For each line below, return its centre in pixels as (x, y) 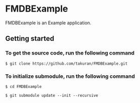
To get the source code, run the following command (70, 53)
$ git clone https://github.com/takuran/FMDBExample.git (66, 64)
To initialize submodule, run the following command (70, 76)
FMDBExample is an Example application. (48, 23)
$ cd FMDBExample (24, 86)
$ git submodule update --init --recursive (52, 95)
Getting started (30, 39)
